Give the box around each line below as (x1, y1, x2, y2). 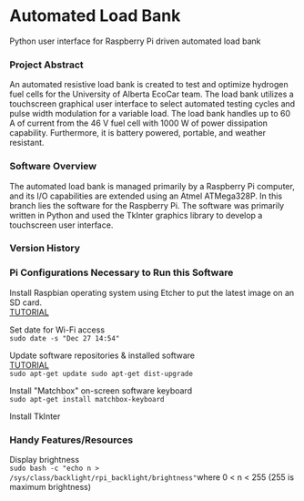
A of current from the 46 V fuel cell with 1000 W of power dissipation (9, 118, 269, 128)
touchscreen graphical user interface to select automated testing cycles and (9, 98, 296, 109)
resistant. (9, 138, 45, 148)
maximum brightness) (9, 482, 92, 493)
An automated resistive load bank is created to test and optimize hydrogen (9, 79, 289, 90)
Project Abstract (9, 58, 84, 71)
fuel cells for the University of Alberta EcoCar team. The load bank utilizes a (9, 88, 294, 100)
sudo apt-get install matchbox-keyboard (9, 394, 166, 404)
